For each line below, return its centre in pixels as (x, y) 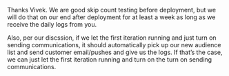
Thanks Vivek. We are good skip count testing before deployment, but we (111, 10)
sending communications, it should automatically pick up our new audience (114, 45)
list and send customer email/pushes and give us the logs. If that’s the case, (115, 52)
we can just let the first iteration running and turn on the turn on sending (110, 60)
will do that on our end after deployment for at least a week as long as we (111, 17)
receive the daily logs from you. (52, 24)
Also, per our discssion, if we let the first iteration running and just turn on (112, 38)
